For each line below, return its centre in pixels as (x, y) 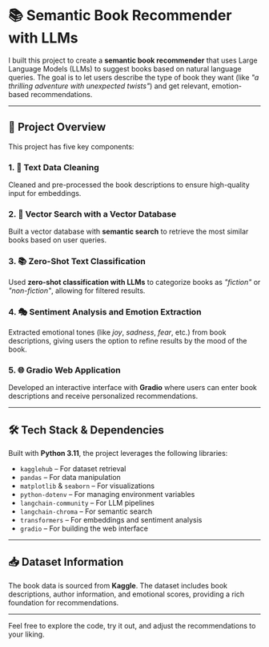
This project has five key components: (71, 146)
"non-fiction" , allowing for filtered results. (77, 291)
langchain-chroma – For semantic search (86, 511)
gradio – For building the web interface (84, 529)
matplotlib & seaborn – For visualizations (87, 486)
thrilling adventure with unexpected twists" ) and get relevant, (109, 86)
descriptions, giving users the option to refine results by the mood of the (128, 340)
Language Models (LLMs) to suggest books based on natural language (125, 68)
